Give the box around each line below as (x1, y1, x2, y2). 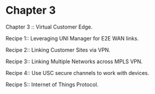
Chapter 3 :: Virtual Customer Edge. (5, 23, 93, 30)
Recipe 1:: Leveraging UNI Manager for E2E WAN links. (5, 35, 139, 42)
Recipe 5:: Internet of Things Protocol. (5, 81, 99, 88)
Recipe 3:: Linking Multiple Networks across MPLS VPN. (5, 58, 143, 65)
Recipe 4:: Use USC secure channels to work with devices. (5, 69, 150, 76)
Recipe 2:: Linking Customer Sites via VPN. (5, 46, 110, 54)
